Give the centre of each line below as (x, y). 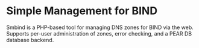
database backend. (30, 40)
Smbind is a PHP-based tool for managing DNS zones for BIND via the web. (100, 27)
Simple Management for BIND (82, 11)
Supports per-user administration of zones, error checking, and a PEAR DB (99, 33)
